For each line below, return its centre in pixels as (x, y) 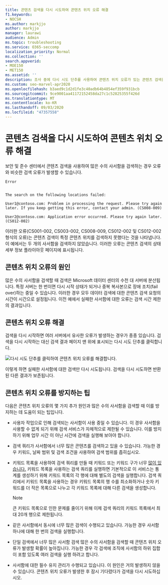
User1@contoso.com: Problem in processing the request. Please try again (84, 203)
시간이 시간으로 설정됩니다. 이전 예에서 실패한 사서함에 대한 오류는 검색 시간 (78, 299)
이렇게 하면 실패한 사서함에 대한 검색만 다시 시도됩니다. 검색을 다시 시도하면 (78, 369)
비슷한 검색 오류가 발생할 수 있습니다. (46, 172)
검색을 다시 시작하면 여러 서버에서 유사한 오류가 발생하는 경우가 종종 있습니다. (80, 336)
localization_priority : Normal (38, 52)
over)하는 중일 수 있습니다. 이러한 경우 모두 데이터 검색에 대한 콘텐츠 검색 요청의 (83, 292)
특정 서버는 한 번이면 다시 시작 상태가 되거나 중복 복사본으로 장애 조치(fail (87, 286)
